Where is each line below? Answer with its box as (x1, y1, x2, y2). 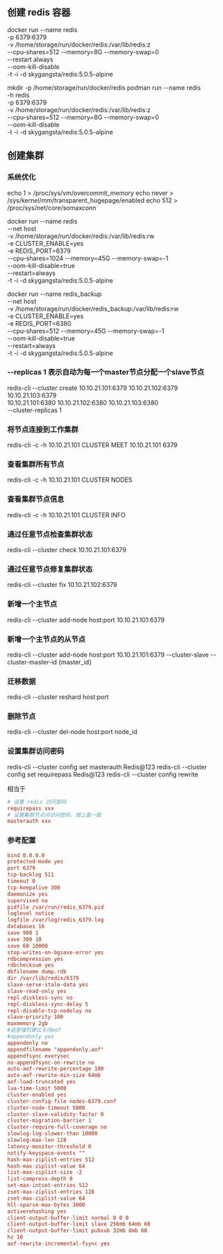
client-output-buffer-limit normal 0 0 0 (7, 1214, 129, 1221)
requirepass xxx (7, 805, 54, 812)
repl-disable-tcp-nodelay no (7, 1007, 92, 1014)
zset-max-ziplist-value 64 (7, 1195, 85, 1202)
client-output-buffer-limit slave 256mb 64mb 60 (7, 1221, 151, 1228)
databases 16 (7, 923, 45, 930)
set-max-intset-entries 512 (7, 1182, 89, 1189)
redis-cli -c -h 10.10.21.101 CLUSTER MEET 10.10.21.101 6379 (7, 441, 178, 449)
